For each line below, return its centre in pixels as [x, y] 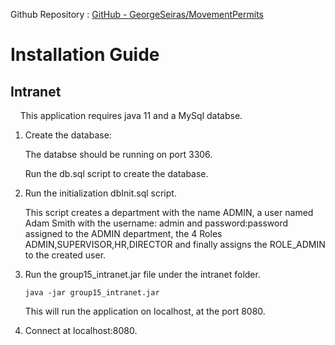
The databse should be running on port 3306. [118, 154]
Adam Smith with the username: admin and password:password [156, 223]
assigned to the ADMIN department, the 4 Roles [123, 233]
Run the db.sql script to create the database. [116, 173]
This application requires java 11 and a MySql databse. [131, 115]
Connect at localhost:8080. [81, 330]
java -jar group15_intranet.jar [92, 293]
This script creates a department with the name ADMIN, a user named [169, 212]
